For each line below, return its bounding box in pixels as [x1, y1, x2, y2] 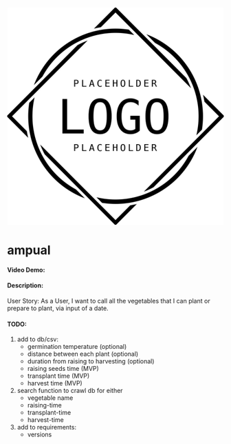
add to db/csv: [16, 335, 58, 343]
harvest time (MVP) [27, 379, 82, 387]
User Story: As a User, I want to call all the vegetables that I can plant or [7, 296, 211, 305]
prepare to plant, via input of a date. [7, 304, 109, 312]
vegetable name [27, 394, 74, 402]
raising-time [27, 401, 62, 410]
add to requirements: [16, 423, 77, 432]
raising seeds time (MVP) [27, 365, 100, 373]
